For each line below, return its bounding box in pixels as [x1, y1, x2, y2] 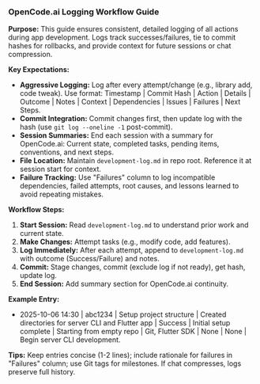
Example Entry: [8, 295, 60, 304]
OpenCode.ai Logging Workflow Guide [8, 6, 160, 17]
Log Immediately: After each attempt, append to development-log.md [19, 245, 243, 255]
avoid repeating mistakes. [19, 189, 104, 200]
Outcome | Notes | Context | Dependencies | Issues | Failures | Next [19, 97, 241, 107]
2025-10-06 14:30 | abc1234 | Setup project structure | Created [19, 310, 227, 319]
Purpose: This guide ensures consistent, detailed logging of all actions [8, 25, 239, 34]
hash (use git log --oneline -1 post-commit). [19, 122, 173, 132]
